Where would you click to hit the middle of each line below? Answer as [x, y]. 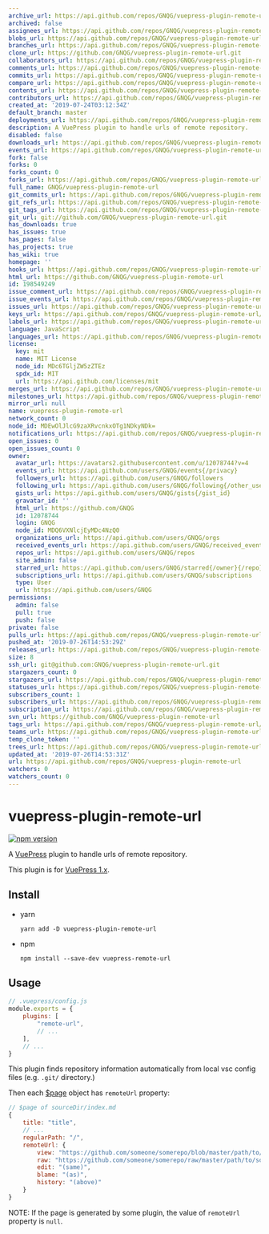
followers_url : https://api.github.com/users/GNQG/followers [120, 478]
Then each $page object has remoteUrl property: [89, 1093]
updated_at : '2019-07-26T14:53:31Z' [69, 754]
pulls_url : [26, 635]
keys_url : [25, 314]
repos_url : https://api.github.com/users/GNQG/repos [105, 553]
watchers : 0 [28, 769]
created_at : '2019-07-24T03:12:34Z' [69, 105]
